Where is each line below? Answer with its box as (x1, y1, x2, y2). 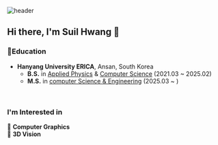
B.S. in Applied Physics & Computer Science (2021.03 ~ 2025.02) (27, 69, 212, 78)
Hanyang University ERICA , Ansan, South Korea (16, 62, 154, 70)
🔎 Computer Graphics (7, 122, 70, 131)
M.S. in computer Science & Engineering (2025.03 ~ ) (27, 77, 179, 85)
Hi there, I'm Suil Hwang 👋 (7, 26, 120, 38)
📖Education (7, 47, 46, 56)
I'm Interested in (7, 107, 63, 116)
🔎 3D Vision (7, 130, 41, 138)
